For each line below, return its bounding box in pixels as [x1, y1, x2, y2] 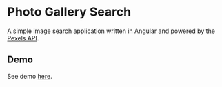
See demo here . [7, 72, 53, 80]
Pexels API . [7, 34, 39, 42]
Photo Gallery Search [7, 4, 132, 20]
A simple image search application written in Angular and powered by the [7, 27, 216, 35]
